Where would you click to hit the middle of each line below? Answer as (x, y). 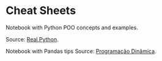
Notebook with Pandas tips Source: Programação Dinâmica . (81, 51)
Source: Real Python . (32, 39)
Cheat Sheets (41, 11)
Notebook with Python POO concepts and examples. (72, 27)
